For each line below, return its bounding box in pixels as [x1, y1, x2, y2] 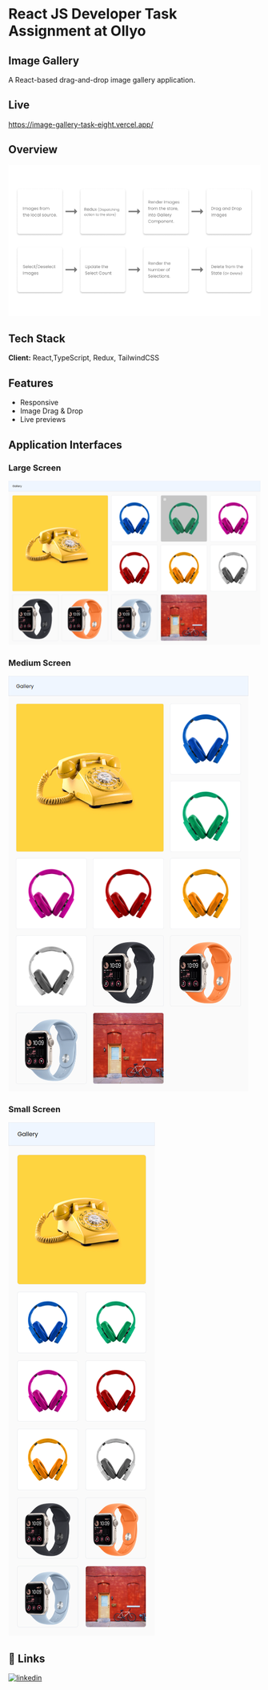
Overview [8, 143, 58, 156]
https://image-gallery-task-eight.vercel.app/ [8, 120, 154, 129]
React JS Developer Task [8, 5, 178, 23]
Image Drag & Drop [19, 406, 84, 416]
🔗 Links [8, 1651, 46, 1665]
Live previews [19, 415, 66, 425]
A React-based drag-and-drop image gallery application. [8, 75, 196, 84]
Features [8, 376, 54, 390]
